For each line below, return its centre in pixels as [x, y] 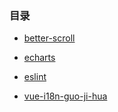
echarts [39, 58]
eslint [35, 77]
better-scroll [49, 38]
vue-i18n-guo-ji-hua [65, 96]
